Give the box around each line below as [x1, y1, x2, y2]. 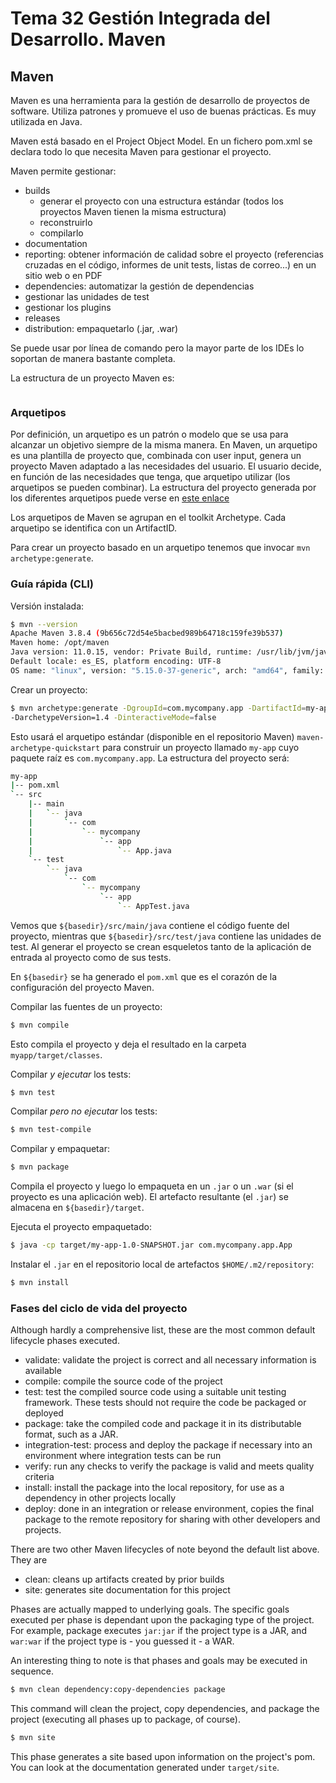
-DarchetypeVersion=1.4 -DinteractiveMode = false [10, 712, 217, 722]
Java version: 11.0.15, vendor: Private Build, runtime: [10, 647, 253, 657]
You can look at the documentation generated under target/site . [10, 1762, 280, 1774]
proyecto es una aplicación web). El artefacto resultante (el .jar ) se [10, 1191, 289, 1203]
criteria [24, 1471, 55, 1483]
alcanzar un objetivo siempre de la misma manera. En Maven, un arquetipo [10, 439, 318, 451]
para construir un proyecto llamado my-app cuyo [102, 741, 300, 753]
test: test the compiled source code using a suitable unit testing [24, 1386, 287, 1398]
